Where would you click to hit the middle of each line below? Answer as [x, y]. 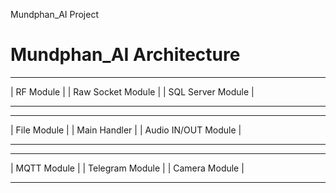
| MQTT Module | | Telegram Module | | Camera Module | [127, 168]
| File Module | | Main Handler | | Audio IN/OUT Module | [126, 130]
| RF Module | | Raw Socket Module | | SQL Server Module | [132, 91]
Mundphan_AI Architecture [125, 55]
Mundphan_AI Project [54, 14]
